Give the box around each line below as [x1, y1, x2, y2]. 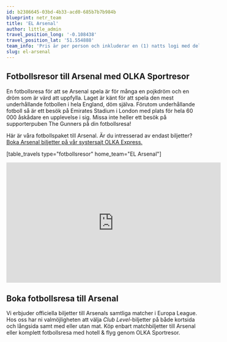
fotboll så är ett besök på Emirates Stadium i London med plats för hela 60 [6, 107, 193, 114]
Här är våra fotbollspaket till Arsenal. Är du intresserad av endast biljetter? [6, 132, 193, 139]
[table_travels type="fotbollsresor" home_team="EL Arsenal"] [6, 150, 162, 158]
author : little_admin [6, 26, 62, 32]
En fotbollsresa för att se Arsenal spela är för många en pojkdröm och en [6, 87, 190, 95]
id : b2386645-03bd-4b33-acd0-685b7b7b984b [6, 9, 116, 15]
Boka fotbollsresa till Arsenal [6, 293, 119, 304]
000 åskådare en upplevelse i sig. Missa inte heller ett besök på [6, 114, 167, 121]
